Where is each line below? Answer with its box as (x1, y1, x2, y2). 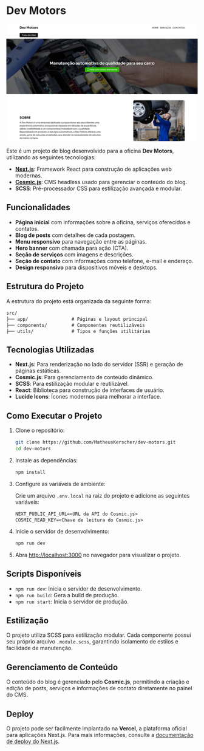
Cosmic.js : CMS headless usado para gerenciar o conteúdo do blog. (15, 179, 188, 186)
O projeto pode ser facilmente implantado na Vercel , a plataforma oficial (6, 725, 187, 732)
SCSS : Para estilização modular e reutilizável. (15, 380, 129, 388)
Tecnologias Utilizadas (6, 345, 95, 355)
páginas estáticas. (15, 367, 61, 374)
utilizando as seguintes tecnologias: (6, 154, 96, 161)
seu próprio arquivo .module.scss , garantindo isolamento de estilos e (6, 638, 178, 645)
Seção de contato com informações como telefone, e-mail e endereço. (15, 257, 194, 264)
